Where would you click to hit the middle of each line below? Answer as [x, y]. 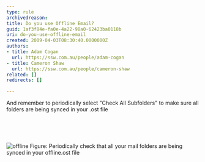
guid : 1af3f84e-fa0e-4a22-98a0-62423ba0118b [64, 29]
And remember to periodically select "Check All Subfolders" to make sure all [102, 103]
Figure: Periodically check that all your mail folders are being [106, 146]
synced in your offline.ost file [43, 153]
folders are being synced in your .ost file [57, 109]
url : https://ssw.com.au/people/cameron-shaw [71, 69]
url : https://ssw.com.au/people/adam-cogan [68, 57]
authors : [17, 46]
